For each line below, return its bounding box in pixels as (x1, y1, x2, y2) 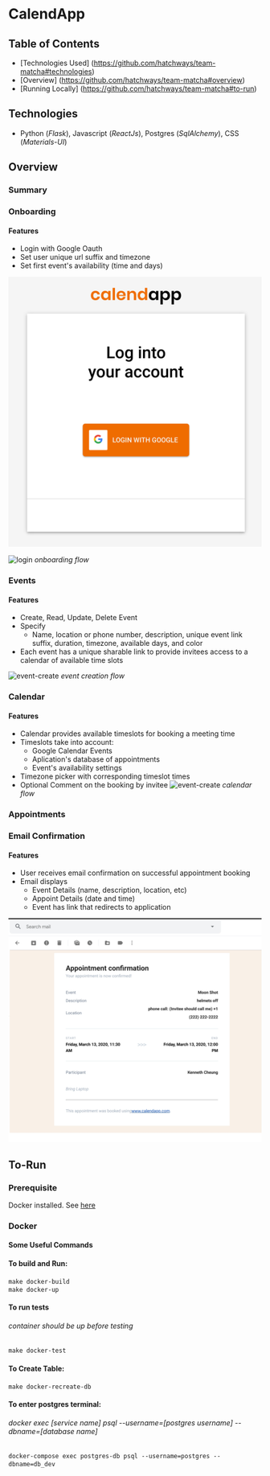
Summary (8, 184, 48, 195)
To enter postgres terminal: (8, 1400, 102, 1409)
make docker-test (8, 1346, 67, 1355)
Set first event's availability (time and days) (19, 261, 163, 270)
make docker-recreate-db (8, 1383, 92, 1391)
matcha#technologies (19, 67, 92, 76)
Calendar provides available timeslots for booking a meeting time (19, 729, 235, 738)
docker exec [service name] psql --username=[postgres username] (8, 1417, 233, 1428)
